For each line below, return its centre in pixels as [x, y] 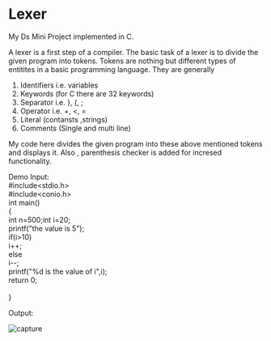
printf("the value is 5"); [47, 228]
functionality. [30, 161]
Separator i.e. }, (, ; [51, 102]
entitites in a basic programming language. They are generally [112, 69]
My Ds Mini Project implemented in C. [71, 36]
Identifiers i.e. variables [59, 85]
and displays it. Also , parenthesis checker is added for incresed [115, 152]
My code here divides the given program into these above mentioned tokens [135, 143]
